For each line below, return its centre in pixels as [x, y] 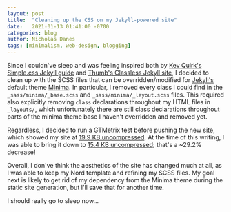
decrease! [21, 152]
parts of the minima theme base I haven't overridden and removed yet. [108, 117]
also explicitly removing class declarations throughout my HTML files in [109, 102]
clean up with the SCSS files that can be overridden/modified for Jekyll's [111, 80]
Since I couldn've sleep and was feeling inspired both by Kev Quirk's [104, 65]
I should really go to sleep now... [53, 201]
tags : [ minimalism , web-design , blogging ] [69, 46]
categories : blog [32, 33]
